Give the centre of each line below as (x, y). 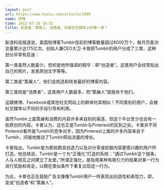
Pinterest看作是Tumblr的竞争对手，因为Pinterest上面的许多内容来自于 (75, 131)
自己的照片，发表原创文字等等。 (37, 71)
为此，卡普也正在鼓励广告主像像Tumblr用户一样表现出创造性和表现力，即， (81, 176)
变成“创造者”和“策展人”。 (30, 183)
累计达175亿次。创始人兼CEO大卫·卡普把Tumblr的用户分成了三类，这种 (85, 48)
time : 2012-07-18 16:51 (29, 23)
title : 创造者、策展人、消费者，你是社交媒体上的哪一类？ (57, 28)
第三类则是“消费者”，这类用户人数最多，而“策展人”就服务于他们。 (71, 92)
